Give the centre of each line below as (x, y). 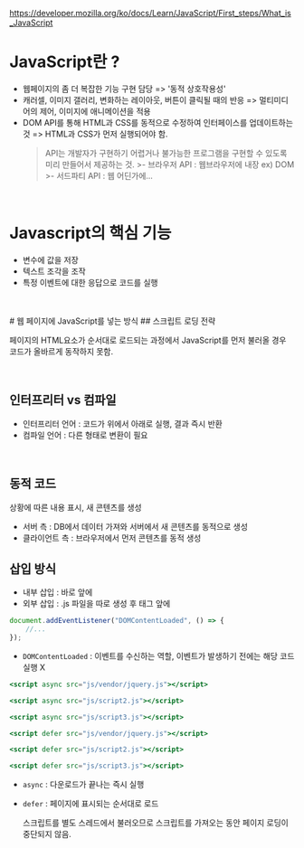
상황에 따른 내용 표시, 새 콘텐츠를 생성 (76, 507)
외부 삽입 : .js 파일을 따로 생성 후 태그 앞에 (96, 604)
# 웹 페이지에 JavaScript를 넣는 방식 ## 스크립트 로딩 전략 (113, 321)
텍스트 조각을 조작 (54, 271)
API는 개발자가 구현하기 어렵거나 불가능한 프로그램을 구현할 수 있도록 (166, 153)
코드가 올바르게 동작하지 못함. (62, 351)
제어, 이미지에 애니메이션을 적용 (95, 111)
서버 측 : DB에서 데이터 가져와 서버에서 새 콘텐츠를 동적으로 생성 (135, 526)
